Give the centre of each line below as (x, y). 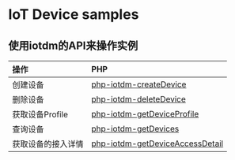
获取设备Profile (40, 114)
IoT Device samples (74, 15)
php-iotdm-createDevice (139, 84)
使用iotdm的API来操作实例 (73, 45)
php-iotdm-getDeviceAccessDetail (157, 143)
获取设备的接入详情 (48, 144)
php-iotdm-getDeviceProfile (145, 114)
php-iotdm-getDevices (135, 129)
